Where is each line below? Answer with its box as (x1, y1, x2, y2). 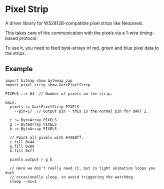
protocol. (19, 35, 38, 41)
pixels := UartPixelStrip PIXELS (9, 104, 79, 109)
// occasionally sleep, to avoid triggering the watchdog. (9, 174, 135, 179)
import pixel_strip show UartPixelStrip (5, 82, 91, 87)
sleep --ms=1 (9, 179, 37, 184)
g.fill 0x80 (9, 144, 35, 149)
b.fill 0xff (9, 148, 35, 153)
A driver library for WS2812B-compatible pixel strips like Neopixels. (5, 20, 144, 26)
